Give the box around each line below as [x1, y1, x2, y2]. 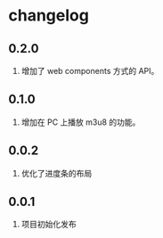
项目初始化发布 [20, 219, 77, 230]
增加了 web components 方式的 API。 [20, 66, 159, 76]
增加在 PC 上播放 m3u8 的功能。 [20, 117, 141, 127]
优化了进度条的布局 [20, 168, 93, 178]
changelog [8, 5, 90, 26]
